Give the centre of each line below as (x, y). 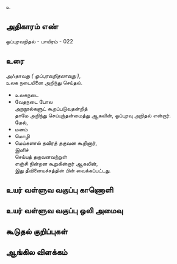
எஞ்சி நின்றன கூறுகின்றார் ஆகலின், (56, 163)
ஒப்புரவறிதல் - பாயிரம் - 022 (40, 41)
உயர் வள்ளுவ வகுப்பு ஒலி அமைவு (64, 211)
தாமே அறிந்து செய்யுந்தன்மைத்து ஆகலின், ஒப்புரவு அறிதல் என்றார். (93, 115)
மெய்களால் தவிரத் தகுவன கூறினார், (56, 143)
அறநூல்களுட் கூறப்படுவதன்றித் (51, 108)
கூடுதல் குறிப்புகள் (37, 231)
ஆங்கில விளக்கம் (37, 252)
